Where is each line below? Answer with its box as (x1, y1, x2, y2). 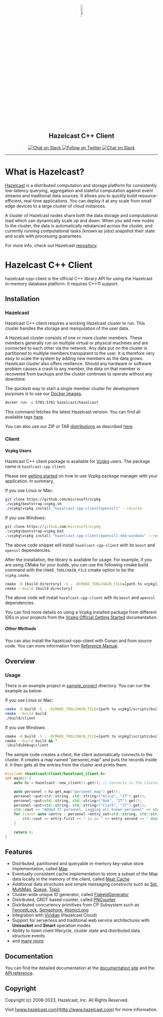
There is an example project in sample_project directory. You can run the (5, 683, 150, 689)
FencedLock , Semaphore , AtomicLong (12, 907, 89, 913)
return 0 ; (14, 830, 34, 835)
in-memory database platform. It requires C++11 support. (5, 281, 119, 287)
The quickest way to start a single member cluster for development (5, 386, 139, 391)
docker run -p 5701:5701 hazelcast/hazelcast (5, 400, 98, 405)
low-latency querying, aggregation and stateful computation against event (5, 187, 153, 193)
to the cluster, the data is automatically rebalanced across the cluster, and (5, 222, 153, 228)
